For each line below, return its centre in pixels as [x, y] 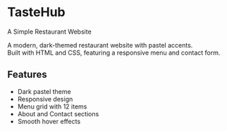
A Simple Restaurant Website [49, 32]
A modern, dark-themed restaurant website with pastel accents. [100, 45]
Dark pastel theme [44, 91]
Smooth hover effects [49, 121]
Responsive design [45, 99]
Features [27, 75]
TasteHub [36, 12]
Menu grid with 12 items [52, 106]
